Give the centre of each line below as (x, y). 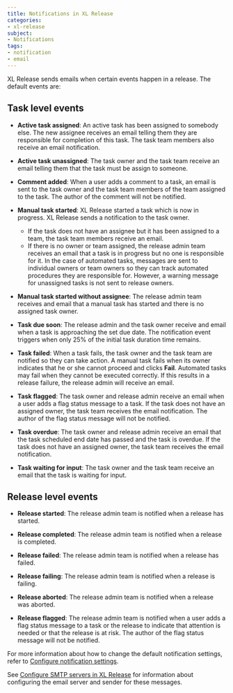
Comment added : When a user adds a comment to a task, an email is (116, 181)
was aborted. (36, 604)
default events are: (34, 86)
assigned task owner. (48, 311)
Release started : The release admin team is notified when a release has (120, 514)
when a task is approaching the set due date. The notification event (114, 332)
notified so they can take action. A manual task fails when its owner (114, 360)
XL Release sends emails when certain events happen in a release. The (109, 79)
